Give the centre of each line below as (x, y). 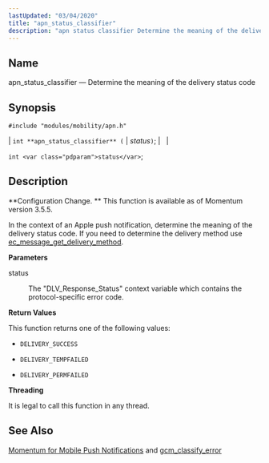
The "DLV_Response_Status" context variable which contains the (135, 288)
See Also (31, 431)
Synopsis (32, 108)
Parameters (28, 257)
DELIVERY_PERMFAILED (54, 375)
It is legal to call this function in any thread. (79, 405)
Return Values (32, 312)
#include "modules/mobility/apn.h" (68, 126)
